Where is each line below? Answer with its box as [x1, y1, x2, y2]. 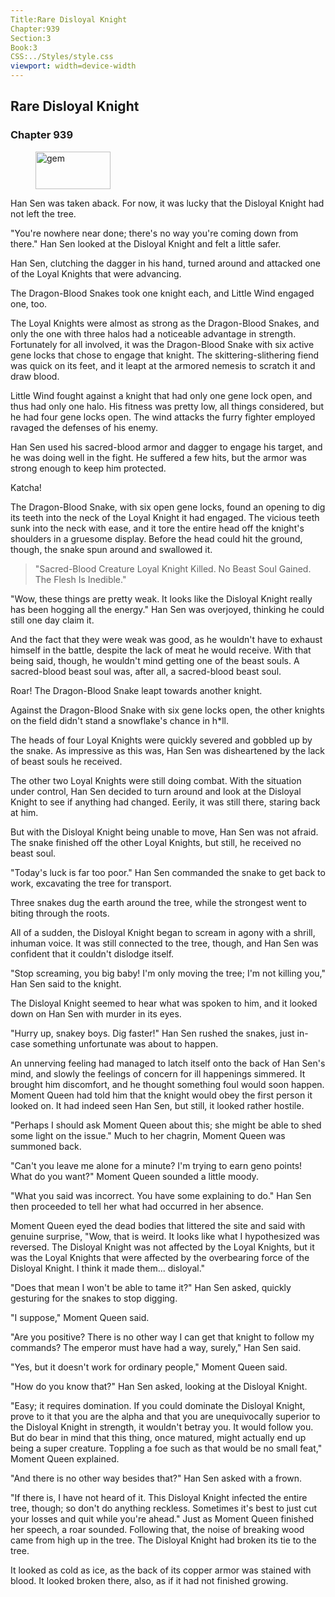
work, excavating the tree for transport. [10, 877, 172, 889]
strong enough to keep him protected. [10, 462, 167, 474]
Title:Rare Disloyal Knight [10, 14, 128, 25]
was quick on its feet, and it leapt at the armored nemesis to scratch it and [10, 359, 316, 371]
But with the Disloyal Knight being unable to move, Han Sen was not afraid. [10, 826, 319, 838]
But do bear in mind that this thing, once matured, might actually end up [10, 1431, 307, 1443]
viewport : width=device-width [10, 61, 137, 71]
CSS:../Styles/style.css [10, 52, 114, 62]
